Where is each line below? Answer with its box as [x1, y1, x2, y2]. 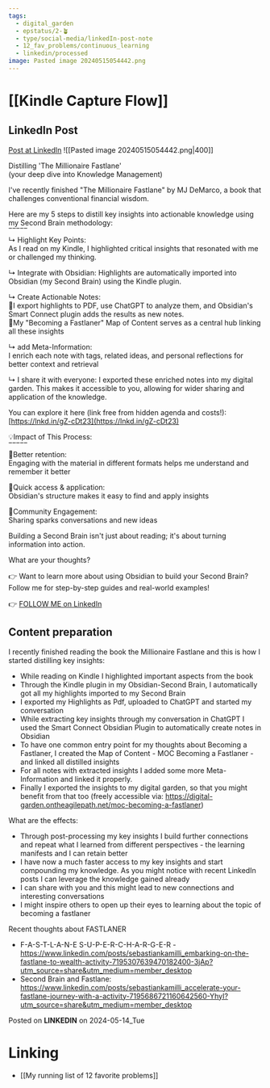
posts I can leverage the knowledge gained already [19, 874, 190, 884]
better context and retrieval [8, 359, 99, 368]
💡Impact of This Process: [8, 431, 93, 441]
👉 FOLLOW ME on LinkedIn [8, 599, 102, 608]
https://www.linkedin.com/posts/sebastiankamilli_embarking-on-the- [19, 948, 250, 958]
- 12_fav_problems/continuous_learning [15, 42, 150, 50]
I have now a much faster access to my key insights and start [19, 857, 223, 867]
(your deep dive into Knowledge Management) [8, 169, 163, 179]
